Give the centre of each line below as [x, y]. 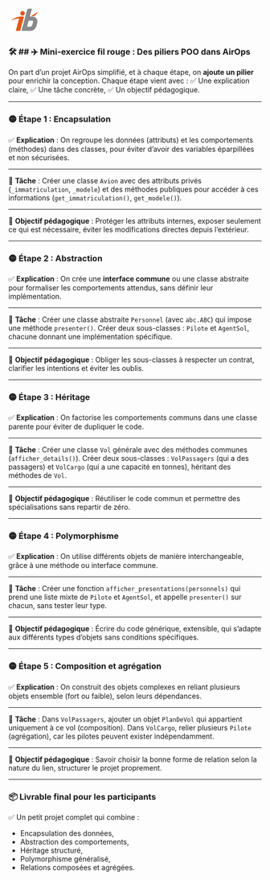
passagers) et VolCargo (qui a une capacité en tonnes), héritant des [120, 467]
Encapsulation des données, [67, 833]
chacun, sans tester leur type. [57, 606]
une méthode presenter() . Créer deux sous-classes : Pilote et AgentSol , [129, 327]
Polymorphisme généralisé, [65, 859]
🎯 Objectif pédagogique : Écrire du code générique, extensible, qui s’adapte [135, 629]
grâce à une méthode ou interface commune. [83, 565]
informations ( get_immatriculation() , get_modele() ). [95, 197]
